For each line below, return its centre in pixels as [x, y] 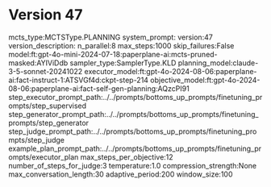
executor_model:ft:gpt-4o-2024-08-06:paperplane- [171, 71]
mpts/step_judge [37, 139]
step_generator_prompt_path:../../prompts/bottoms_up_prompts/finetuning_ [133, 114]
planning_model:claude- [218, 63]
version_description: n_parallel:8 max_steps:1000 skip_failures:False [121, 45]
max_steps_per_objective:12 [127, 157]
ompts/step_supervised [48, 106]
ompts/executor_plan [44, 157]
